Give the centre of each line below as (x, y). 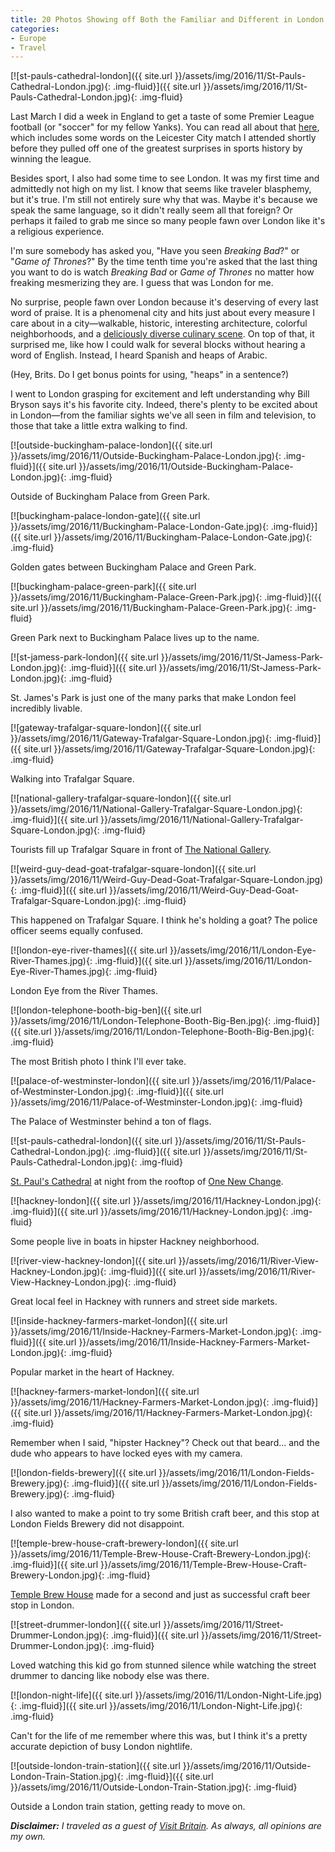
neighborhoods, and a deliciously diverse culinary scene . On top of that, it (162, 334)
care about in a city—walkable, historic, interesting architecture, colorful (159, 323)
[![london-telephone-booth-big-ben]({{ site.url (106, 1010)
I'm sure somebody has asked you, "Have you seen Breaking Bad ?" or (155, 251)
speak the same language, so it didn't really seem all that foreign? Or (151, 210)
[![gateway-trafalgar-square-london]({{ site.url (106, 728)
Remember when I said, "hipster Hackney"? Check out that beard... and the (165, 1443)
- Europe (28, 38)
